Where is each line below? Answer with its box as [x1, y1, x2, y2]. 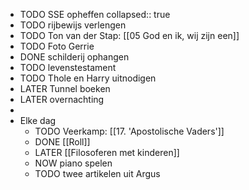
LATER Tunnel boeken [19, 83, 111, 94]
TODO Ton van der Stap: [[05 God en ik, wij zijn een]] [19, 30, 240, 41]
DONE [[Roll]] [34, 136, 91, 148]
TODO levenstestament [19, 62, 117, 73]
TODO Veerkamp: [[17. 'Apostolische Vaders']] [34, 125, 225, 137]
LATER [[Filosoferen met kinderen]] [34, 147, 180, 158]
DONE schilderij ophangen [19, 51, 130, 63]
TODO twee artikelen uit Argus [34, 168, 161, 179]
